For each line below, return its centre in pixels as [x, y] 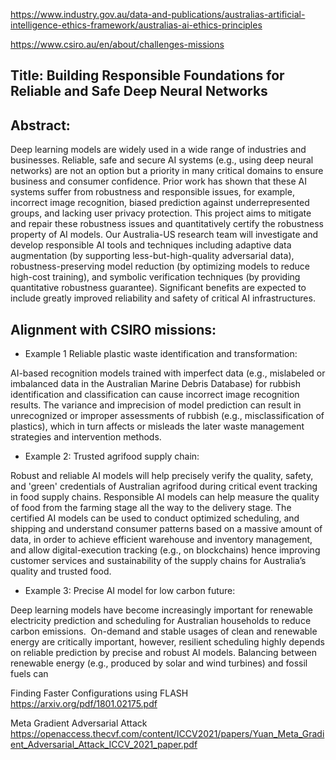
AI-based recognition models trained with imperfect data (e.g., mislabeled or [168, 373]
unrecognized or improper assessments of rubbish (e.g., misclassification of [167, 416]
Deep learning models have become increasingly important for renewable [162, 610]
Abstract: [40, 125]
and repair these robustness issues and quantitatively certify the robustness [167, 224]
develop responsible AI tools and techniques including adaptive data [151, 245]
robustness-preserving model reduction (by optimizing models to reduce [160, 266]
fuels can [29, 674]
